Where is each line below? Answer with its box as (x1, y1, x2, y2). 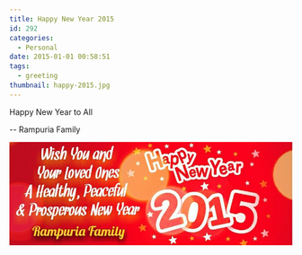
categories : (9, 33, 54, 42)
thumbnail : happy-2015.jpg (9, 81, 111, 90)
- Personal (17, 43, 58, 52)
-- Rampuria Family (9, 124, 81, 135)
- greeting (17, 72, 58, 81)
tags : (9, 62, 30, 71)
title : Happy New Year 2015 (9, 14, 115, 23)
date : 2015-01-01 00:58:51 (9, 52, 111, 62)
